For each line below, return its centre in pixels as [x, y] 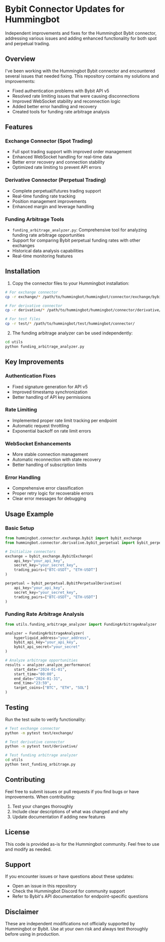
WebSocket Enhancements [38, 443]
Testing [17, 707]
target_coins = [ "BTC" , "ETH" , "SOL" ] [52, 688]
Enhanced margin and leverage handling [53, 206]
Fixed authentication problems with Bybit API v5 [61, 91]
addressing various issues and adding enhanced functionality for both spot [81, 38]
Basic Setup [20, 528]
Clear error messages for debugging [49, 499]
